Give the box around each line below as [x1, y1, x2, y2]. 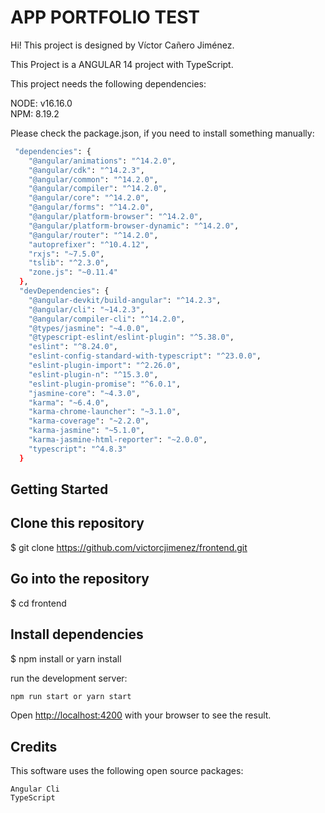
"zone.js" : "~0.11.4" [28, 267, 118, 278]
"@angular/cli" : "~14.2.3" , [28, 304, 145, 315]
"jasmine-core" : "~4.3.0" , [28, 388, 141, 398]
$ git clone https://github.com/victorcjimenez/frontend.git [10, 541, 248, 553]
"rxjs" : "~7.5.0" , [28, 249, 105, 259]
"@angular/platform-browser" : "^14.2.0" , [28, 212, 203, 222]
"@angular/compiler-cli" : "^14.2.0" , [28, 314, 186, 324]
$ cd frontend [10, 597, 67, 609]
